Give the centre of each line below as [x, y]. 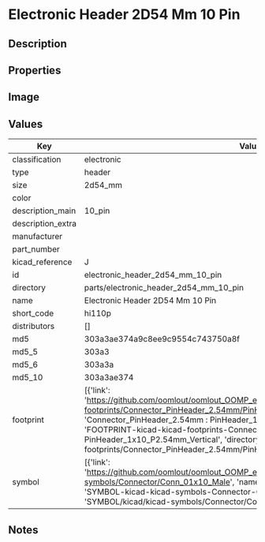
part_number [36, 249]
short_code [33, 313]
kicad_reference [42, 262]
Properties [35, 70]
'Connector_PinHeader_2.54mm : [146, 420]
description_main [44, 211]
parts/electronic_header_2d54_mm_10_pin [164, 288]
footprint [28, 420]
